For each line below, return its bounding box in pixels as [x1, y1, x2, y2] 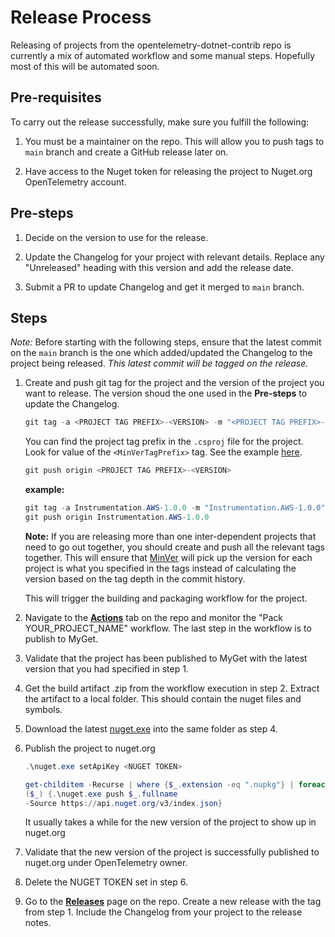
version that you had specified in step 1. [24, 662, 189, 675]
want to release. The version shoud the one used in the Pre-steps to [24, 387, 308, 400]
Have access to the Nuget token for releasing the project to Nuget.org [24, 165, 313, 177]
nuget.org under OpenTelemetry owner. [24, 857, 188, 869]
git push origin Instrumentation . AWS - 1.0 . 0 [24, 512, 210, 522]
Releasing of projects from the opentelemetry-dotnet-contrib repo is [10, 39, 292, 51]
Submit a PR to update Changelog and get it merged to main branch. [24, 281, 305, 293]
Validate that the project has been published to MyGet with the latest [24, 652, 308, 664]
